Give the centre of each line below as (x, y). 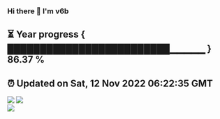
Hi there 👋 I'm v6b (38, 11)
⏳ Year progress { (46, 34)
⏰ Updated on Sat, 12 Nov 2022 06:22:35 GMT (110, 83)
